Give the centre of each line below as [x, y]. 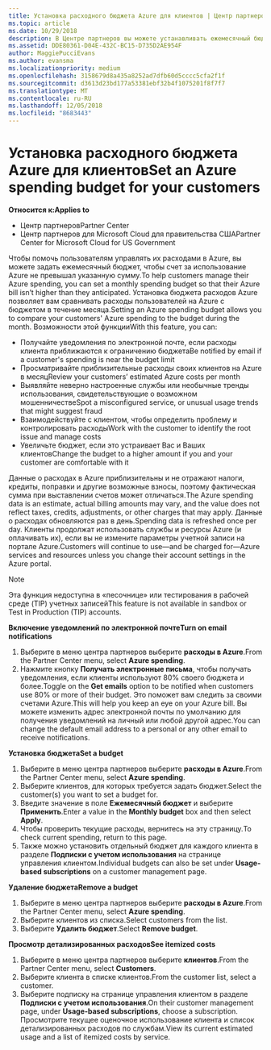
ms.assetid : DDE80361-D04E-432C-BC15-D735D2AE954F [95, 46]
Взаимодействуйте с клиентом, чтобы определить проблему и [129, 419]
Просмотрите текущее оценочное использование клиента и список [137, 1019]
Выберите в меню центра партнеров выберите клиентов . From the [134, 960]
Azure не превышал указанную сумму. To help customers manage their [129, 275]
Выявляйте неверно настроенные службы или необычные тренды [134, 385]
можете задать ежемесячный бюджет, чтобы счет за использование [127, 266]
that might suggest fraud [61, 410]
